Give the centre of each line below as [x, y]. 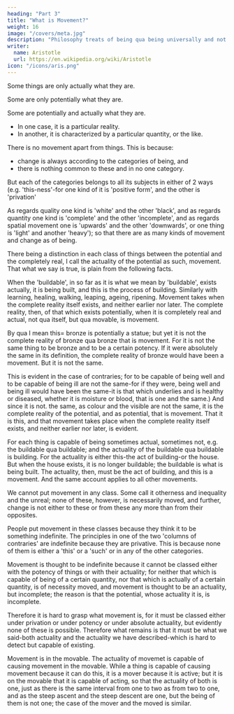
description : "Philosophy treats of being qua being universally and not [117, 40]
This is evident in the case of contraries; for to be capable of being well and [116, 376]
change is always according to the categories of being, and [103, 161]
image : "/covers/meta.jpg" [46, 33]
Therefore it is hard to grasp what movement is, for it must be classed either [116, 615]
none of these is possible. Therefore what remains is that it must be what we [117, 630]
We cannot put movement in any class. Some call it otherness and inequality [117, 492]
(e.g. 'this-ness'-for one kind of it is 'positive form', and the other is [104, 189]
